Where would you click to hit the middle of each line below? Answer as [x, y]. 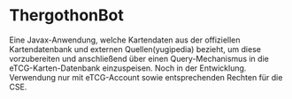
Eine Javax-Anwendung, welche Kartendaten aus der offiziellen [125, 40]
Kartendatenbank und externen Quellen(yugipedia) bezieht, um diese [135, 49]
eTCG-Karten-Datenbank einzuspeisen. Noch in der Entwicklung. [128, 68]
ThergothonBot [66, 15]
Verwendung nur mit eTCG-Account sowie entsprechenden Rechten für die [146, 77]
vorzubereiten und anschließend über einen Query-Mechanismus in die [139, 58]
